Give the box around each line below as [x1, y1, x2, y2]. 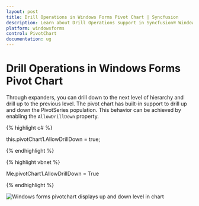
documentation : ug [6, 36, 52, 42]
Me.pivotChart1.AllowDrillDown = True [6, 170, 99, 177]
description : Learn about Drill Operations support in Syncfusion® [6, 20, 176, 25]
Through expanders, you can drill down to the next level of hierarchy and [6, 94, 184, 101]
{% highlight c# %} [6, 124, 53, 131]
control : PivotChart [6, 31, 57, 37]
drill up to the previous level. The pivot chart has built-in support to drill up [6, 100, 188, 107]
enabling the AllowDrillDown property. [6, 112, 99, 120]
